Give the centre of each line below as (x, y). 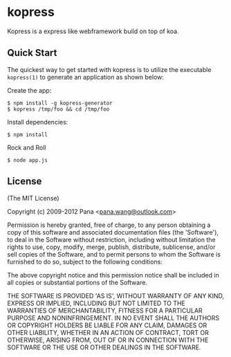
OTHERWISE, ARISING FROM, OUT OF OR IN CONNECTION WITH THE (108, 340)
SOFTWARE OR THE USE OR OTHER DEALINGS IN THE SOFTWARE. (104, 347)
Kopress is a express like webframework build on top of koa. (93, 31)
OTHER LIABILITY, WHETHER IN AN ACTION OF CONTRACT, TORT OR (108, 332)
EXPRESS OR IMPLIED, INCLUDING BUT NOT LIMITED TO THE (96, 303)
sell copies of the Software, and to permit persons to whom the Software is (114, 254)
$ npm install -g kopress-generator (60, 103)
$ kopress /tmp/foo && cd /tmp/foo (58, 109)
